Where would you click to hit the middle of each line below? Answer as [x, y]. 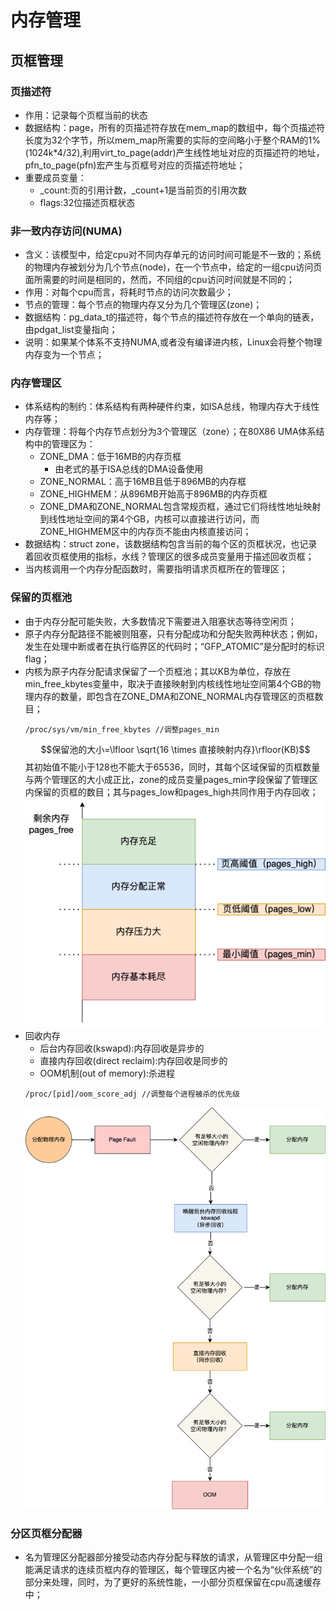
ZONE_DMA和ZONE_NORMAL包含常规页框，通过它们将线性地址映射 [180, 507]
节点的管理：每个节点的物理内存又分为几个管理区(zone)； [143, 305]
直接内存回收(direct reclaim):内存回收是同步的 [133, 1060]
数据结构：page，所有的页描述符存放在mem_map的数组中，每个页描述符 [175, 127]
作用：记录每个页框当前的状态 [86, 115]
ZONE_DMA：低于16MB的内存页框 [110, 457]
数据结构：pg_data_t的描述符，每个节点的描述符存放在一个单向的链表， [172, 317]
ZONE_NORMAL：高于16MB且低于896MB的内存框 [143, 482]
